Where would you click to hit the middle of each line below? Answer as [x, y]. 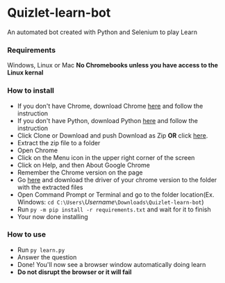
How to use [27, 234]
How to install [31, 90]
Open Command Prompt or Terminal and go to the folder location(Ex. [116, 194]
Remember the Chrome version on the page [80, 172]
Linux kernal [25, 73]
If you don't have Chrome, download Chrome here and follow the [110, 106]
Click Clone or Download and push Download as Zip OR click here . [112, 135]
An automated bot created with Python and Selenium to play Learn [102, 32]
